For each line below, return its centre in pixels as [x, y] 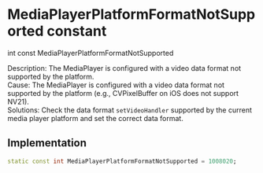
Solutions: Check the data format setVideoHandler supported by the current [130, 110]
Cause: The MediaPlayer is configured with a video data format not [116, 85]
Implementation [47, 143]
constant [77, 31]
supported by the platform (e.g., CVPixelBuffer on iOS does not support [123, 93]
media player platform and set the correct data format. [96, 118]
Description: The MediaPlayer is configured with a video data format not [124, 68]
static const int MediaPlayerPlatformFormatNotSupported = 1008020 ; [122, 161]
